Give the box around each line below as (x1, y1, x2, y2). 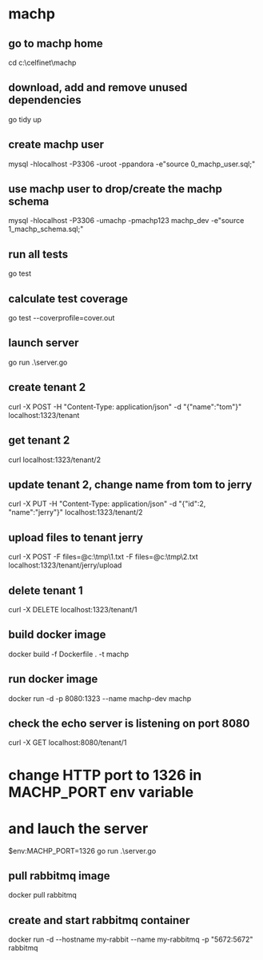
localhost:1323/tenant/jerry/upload (8, 560, 122, 570)
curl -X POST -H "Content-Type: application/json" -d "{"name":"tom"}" (8, 401, 242, 412)
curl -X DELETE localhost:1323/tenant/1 (8, 604, 137, 614)
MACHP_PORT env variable (8, 783, 194, 801)
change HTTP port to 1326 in (8, 766, 202, 784)
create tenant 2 (8, 380, 86, 394)
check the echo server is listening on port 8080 (8, 716, 250, 730)
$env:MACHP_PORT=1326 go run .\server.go (8, 846, 157, 855)
